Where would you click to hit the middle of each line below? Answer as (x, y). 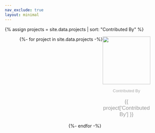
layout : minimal (22, 15)
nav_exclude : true (24, 10)
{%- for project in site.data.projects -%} (61, 39)
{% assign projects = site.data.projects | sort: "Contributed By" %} (74, 29)
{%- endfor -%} (85, 126)
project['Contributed (127, 108)
